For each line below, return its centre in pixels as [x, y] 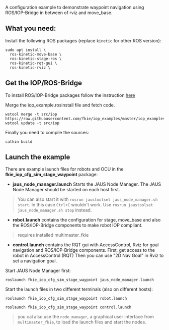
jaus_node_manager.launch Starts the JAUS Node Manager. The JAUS [87, 184]
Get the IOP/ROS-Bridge [44, 83]
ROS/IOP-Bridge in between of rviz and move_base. [59, 13]
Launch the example [38, 157]
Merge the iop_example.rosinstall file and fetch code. [60, 105]
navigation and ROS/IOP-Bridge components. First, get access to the [83, 250]
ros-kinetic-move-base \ [36, 54]
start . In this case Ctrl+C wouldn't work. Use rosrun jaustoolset [85, 205]
